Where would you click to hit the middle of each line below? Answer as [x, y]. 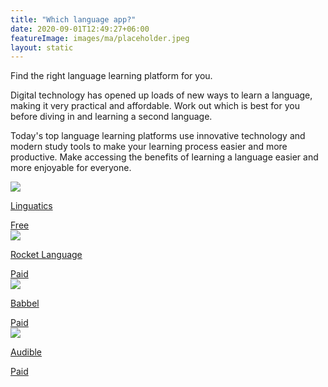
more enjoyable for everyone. [71, 168]
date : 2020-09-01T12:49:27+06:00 [80, 29]
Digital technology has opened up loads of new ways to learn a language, [161, 95]
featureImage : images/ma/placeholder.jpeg [100, 38]
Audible [26, 352]
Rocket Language [46, 255]
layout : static [42, 47]
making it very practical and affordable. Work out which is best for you [155, 106]
